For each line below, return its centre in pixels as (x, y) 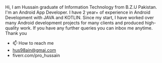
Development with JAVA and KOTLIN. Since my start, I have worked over (80, 17)
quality (12, 28)
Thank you (16, 33)
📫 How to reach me (33, 43)
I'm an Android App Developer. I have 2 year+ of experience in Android (78, 12)
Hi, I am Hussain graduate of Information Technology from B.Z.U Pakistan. (81, 7)
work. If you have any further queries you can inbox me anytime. (86, 28)
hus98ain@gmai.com (34, 50)
